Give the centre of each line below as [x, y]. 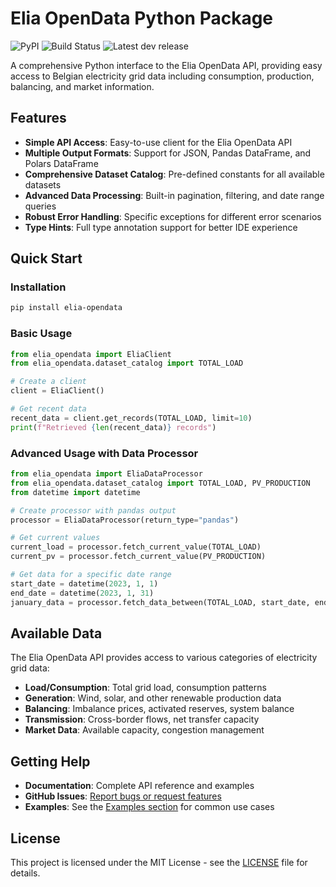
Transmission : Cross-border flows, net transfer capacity [142, 719]
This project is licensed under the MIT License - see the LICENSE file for [159, 862]
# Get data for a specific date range [91, 575]
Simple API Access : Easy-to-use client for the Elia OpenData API [158, 142]
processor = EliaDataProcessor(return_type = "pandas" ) [125, 520]
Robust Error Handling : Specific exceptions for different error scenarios [173, 216]
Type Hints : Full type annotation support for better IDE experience [161, 227]
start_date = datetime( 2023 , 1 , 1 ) [84, 583]
